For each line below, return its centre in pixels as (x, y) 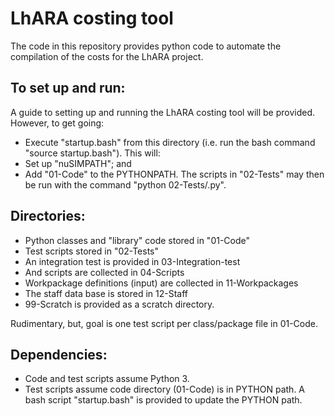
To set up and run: (68, 88)
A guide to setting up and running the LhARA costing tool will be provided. (162, 112)
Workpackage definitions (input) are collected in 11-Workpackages (161, 283)
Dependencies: (59, 354)
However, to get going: (57, 123)
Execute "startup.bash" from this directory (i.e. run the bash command (170, 142)
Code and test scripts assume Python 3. (107, 379)
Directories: (48, 216)
